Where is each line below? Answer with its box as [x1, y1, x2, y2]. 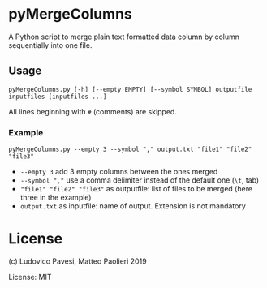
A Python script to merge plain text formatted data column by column [8, 32, 240, 41]
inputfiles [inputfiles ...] [8, 92, 107, 101]
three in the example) [19, 192, 92, 203]
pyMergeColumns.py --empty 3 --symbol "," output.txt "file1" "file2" [8, 145, 252, 154]
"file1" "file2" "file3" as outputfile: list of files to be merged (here [19, 184, 253, 194]
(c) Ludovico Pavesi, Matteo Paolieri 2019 [8, 256, 148, 266]
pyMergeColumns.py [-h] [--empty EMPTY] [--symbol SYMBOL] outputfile [8, 85, 252, 93]
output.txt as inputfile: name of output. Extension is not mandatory [19, 201, 246, 211]
